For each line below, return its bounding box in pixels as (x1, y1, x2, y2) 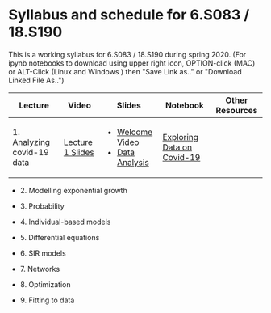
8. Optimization (19, 279, 71, 289)
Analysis (116, 156, 149, 167)
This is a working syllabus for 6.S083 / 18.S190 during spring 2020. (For (8, 49, 247, 59)
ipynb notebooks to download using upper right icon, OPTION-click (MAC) (8, 58, 256, 68)
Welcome (116, 126, 153, 137)
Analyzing (12, 136, 51, 147)
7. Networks (19, 264, 60, 273)
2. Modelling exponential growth (19, 185, 127, 195)
